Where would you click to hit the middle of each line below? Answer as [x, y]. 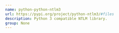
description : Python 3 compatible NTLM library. [56, 18]
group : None [17, 23]
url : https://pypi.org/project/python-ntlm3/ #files [59, 14]
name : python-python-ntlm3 [33, 9]
